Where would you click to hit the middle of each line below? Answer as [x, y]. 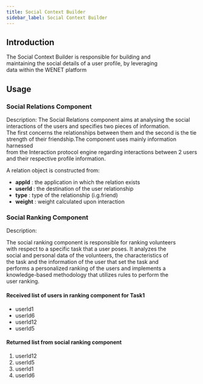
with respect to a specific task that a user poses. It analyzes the [86, 249]
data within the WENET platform [47, 70]
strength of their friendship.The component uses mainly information [91, 139]
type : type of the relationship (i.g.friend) [66, 195]
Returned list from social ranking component [64, 343]
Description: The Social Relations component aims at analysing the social [98, 120]
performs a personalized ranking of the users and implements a [86, 268]
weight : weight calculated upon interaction [70, 201]
